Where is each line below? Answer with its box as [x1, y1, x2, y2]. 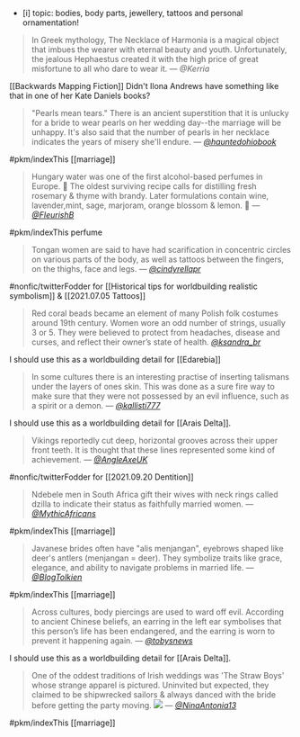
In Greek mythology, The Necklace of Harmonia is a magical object [31, 35, 279, 45]
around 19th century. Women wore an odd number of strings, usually [31, 318, 286, 328]
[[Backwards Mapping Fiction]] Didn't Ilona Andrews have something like [9, 81, 279, 91]
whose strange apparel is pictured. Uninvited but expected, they [31, 679, 269, 690]
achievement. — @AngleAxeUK [31, 454, 148, 464]
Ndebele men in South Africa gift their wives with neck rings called [31, 490, 278, 499]
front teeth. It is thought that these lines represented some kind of [31, 445, 276, 455]
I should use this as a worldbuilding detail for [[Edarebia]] [9, 355, 222, 364]
